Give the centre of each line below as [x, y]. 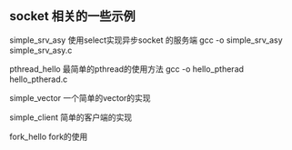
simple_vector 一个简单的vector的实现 [81, 97]
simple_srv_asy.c [41, 50]
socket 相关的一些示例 [72, 16]
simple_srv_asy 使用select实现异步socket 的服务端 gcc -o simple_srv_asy [146, 40]
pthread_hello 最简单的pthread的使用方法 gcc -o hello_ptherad [126, 69]
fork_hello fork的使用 [49, 136]
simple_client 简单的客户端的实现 [71, 117]
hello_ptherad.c [39, 79]
